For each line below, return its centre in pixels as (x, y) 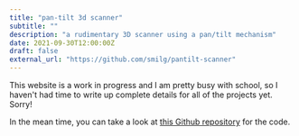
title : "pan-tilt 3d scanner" (66, 18)
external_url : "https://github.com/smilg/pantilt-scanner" (123, 59)
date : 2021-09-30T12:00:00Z (62, 43)
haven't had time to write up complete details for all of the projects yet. (141, 95)
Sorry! (21, 104)
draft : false (34, 51)
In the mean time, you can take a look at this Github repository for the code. (150, 122)
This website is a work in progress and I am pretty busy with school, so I (144, 85)
